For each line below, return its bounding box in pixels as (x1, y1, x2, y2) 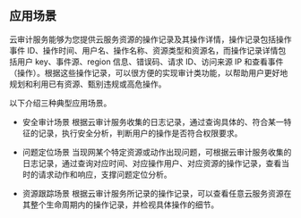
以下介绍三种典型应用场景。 (9, 97, 112, 108)
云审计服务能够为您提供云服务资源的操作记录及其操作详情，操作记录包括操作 (9, 34, 292, 45)
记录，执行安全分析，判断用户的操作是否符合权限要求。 (38, 128, 243, 138)
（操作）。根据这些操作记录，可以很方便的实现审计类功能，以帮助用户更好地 (9, 67, 288, 78)
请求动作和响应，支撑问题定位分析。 (38, 169, 172, 180)
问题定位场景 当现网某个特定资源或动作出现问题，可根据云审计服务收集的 (21, 147, 292, 157)
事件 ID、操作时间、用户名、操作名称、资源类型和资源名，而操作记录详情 (9, 45, 279, 55)
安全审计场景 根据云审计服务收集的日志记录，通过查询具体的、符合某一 (21, 116, 284, 127)
